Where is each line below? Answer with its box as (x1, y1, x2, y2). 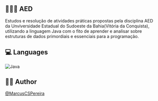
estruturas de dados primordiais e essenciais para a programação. (5, 33, 139, 39)
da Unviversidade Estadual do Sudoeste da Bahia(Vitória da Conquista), (5, 23, 150, 29)
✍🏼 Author (5, 78, 37, 86)
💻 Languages (5, 48, 48, 57)
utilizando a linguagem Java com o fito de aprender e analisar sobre (5, 28, 142, 34)
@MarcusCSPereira (5, 91, 45, 97)
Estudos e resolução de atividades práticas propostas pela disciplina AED (5, 18, 153, 23)
